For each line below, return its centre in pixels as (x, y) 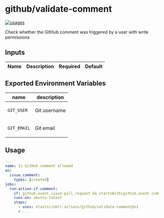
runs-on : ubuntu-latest (38, 198)
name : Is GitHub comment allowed (39, 166)
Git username (50, 110)
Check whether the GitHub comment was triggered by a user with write (77, 32)
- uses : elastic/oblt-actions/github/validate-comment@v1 (78, 207)
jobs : (10, 184)
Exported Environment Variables (55, 83)
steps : (20, 202)
